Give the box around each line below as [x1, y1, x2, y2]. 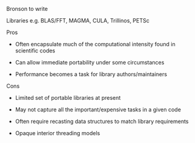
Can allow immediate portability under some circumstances [15, 59, 165, 66]
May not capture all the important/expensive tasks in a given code [15, 106, 182, 113]
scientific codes [15, 47, 56, 54]
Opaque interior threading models [15, 130, 101, 136]
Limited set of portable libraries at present [15, 94, 121, 101]
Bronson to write [6, 5, 48, 12]
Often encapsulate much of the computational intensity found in [15, 41, 175, 47]
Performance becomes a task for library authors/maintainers [15, 71, 168, 78]
